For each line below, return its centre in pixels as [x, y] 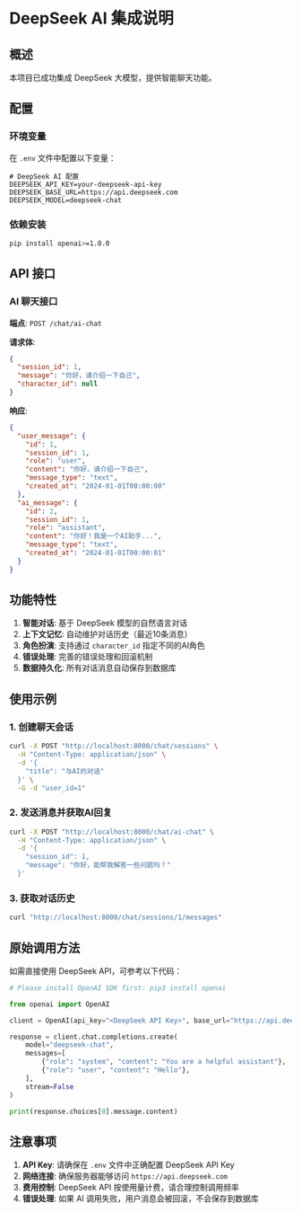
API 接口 [33, 274]
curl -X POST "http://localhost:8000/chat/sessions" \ [114, 747]
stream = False [50, 1087]
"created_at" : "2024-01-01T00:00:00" [96, 486]
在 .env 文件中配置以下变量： [63, 157]
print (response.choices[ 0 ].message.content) [94, 1111]
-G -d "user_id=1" [52, 788]
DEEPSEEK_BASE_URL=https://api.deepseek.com [94, 192]
